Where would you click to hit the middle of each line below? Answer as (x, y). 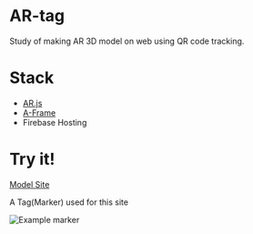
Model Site (30, 184)
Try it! (32, 159)
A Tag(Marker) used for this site (69, 202)
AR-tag (37, 16)
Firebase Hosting (55, 122)
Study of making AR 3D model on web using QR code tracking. (127, 41)
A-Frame (39, 112)
